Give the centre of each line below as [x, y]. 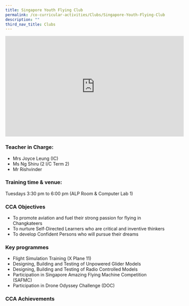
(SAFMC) [22, 280]
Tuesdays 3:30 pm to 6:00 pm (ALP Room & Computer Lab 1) [69, 193]
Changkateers [27, 223]
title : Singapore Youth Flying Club [44, 10]
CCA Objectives [25, 206]
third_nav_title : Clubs [31, 24]
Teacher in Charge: [30, 147]
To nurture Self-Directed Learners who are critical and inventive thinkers [88, 229]
